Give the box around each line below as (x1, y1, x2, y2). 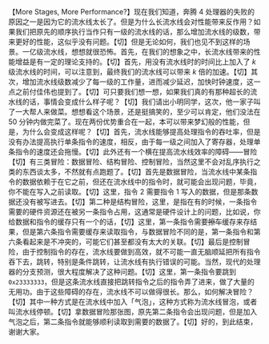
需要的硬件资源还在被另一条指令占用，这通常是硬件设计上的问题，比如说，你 (8, 207, 261, 216)
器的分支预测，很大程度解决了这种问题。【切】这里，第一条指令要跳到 (8, 267, 236, 276)
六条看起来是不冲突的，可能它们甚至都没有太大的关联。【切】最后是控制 (8, 237, 243, 246)
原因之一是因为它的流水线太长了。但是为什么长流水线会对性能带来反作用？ (8, 17, 254, 26)
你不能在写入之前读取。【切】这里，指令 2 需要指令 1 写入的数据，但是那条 (8, 187, 251, 196)
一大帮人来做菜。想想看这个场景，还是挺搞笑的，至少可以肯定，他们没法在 (14, 107, 261, 116)
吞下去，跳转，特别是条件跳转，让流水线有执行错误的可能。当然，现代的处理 (8, 257, 261, 266)
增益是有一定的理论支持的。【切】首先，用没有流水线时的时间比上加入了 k (14, 57, 256, 66)
